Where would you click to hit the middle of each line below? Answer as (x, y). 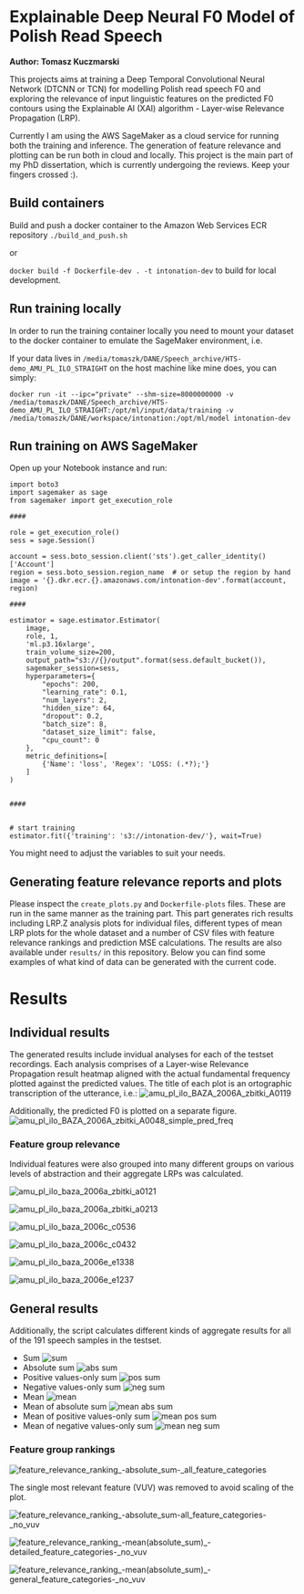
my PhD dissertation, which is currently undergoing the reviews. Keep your (150, 164)
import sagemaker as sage (58, 493)
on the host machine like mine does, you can (193, 368)
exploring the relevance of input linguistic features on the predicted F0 (142, 99)
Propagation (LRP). (45, 118)
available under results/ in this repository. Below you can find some (137, 952)
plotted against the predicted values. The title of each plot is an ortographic (151, 1084)
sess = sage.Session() (52, 540)
